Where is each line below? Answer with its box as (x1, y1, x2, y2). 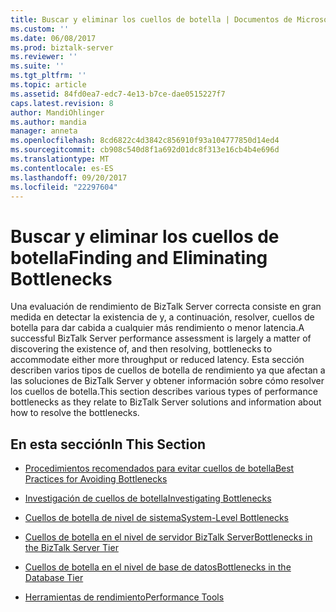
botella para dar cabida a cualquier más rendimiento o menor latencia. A (10, 322, 305, 334)
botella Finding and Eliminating (10, 246, 268, 269)
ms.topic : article (10, 80, 87, 90)
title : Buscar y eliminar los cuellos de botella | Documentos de (10, 14, 293, 25)
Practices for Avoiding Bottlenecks (24, 473, 168, 485)
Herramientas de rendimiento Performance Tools (24, 591, 225, 603)
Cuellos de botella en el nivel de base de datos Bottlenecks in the (24, 561, 292, 573)
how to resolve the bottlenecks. (10, 407, 140, 419)
